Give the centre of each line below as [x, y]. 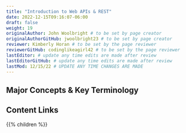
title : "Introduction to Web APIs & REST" [59, 11]
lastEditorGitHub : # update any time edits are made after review [89, 61]
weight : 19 [19, 28]
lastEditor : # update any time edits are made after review [82, 55]
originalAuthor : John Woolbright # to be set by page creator [84, 34]
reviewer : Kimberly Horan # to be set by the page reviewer [82, 45]
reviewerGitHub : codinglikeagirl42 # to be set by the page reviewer [93, 50]
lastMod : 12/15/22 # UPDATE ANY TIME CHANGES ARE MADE [75, 66]
